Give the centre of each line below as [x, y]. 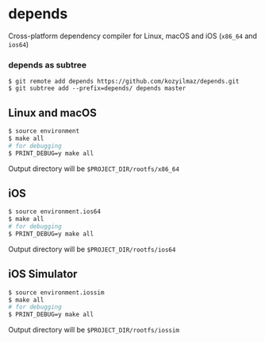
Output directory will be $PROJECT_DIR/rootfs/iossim [94, 330]
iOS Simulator [43, 274]
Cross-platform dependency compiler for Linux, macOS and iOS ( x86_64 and [133, 36]
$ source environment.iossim [56, 292]
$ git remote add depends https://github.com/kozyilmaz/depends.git [124, 82]
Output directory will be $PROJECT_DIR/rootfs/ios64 [92, 249]
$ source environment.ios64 [55, 212]
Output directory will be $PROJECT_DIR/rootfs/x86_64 [94, 169]
